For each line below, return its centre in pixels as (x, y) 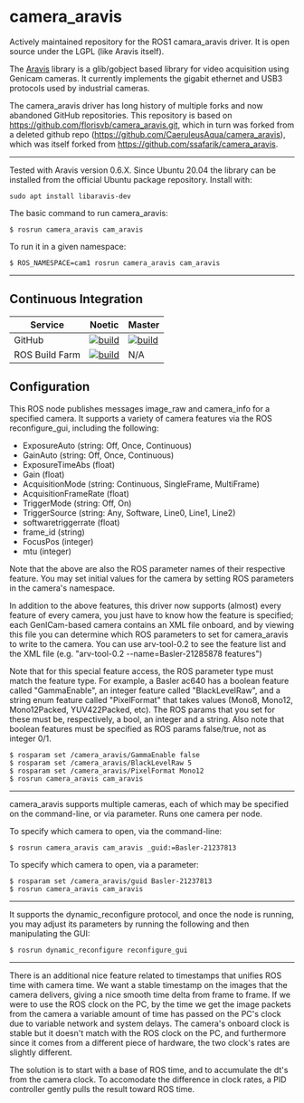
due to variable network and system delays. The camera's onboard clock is (149, 1023)
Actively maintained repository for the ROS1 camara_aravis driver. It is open (150, 42)
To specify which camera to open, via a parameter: (104, 864)
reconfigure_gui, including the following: (84, 428)
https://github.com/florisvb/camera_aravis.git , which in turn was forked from (152, 125)
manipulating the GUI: (50, 933)
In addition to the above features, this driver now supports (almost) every (146, 605)
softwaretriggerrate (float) (71, 522)
